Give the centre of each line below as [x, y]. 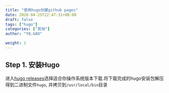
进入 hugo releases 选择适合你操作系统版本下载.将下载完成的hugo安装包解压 [84, 78]
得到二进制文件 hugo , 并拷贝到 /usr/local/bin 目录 [56, 84]
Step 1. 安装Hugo [33, 65]
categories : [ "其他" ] [28, 29]
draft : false [19, 19]
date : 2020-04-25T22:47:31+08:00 [41, 15]
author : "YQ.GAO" [24, 34]
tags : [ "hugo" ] [22, 24]
